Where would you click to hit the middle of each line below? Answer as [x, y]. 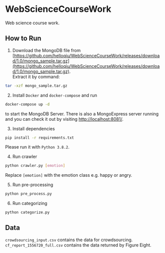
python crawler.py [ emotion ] [35, 166]
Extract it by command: [36, 76]
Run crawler [25, 156]
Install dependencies [34, 128]
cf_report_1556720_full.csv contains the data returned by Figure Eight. [78, 245]
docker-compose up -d [27, 104]
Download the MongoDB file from [46, 50]
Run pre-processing [33, 185]
